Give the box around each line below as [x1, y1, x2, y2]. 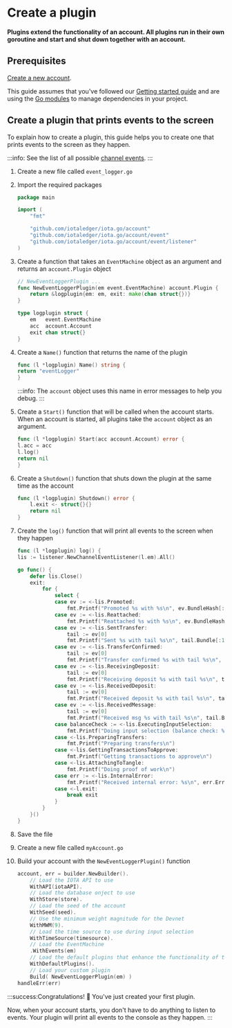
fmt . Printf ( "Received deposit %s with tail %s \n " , [66, 695, 216, 702]
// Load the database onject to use [30, 889, 135, 896]
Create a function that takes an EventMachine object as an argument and [17, 257, 222, 265]
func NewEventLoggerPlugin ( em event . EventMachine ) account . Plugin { [17, 284, 219, 292]
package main [17, 194, 55, 201]
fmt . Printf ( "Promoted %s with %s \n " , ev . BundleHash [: [66, 605, 225, 612]
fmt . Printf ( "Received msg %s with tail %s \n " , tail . [66, 714, 222, 721]
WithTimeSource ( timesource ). [30, 934, 114, 941]
